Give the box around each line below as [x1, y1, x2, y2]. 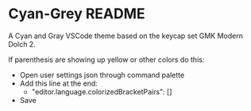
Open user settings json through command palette [19, 70, 185, 79]
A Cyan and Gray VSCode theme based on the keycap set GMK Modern [8, 31, 244, 40]
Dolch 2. [8, 39, 36, 48]
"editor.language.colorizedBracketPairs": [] [31, 86, 172, 96]
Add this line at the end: [19, 78, 98, 88]
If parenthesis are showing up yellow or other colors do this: [8, 55, 205, 64]
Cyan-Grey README [8, 5, 145, 23]
